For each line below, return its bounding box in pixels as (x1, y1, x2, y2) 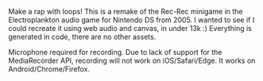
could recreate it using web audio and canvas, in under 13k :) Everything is (8, 24, 252, 33)
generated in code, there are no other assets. (8, 32, 157, 41)
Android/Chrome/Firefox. (8, 64, 90, 74)
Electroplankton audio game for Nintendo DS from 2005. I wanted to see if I (8, 15, 255, 25)
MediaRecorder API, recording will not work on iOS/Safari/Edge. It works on (8, 56, 256, 65)
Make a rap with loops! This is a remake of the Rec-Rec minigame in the (8, 7, 244, 16)
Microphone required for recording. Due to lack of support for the (8, 48, 222, 56)
